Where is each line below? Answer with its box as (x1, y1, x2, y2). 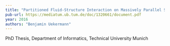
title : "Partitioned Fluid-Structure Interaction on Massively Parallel (5, 7, 162, 13)
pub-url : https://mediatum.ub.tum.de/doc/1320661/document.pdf (5, 12, 142, 17)
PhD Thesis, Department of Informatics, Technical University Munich (5, 35, 148, 41)
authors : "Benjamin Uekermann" (5, 21, 71, 27)
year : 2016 (5, 17, 28, 22)
